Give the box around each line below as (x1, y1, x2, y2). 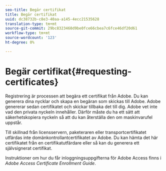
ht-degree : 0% (5, 40, 35, 45)
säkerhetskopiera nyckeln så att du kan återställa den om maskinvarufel (5, 114, 152, 120)
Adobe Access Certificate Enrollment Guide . (5, 160, 96, 166)
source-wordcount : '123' (5, 35, 57, 40)
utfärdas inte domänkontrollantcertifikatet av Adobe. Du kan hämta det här (5, 134, 158, 140)
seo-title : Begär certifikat (5, 7, 66, 12)
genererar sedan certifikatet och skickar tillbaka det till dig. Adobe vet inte (5, 103, 157, 109)
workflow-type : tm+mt (5, 30, 50, 35)
